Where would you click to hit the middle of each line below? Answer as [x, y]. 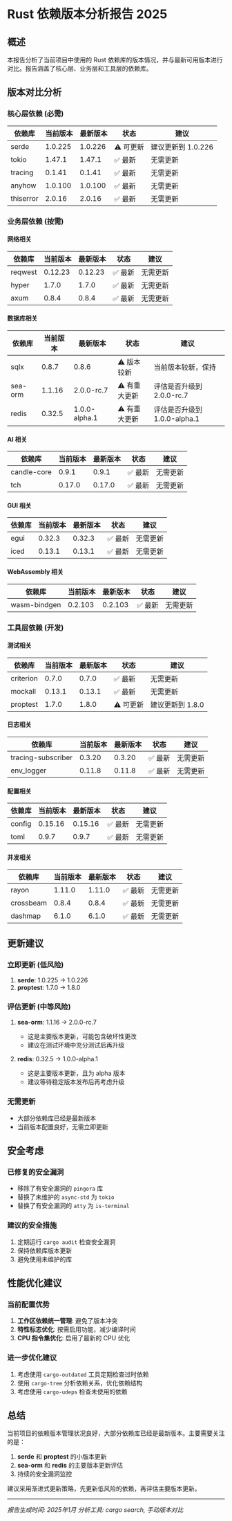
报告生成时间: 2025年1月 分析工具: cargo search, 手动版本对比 [95, 1510]
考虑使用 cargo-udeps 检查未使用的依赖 [72, 1392]
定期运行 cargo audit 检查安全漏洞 [66, 1242]
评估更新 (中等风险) [39, 1007]
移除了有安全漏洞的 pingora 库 [60, 1189]
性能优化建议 [35, 1283]
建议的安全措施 [32, 1225]
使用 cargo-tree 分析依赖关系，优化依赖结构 [80, 1383]
